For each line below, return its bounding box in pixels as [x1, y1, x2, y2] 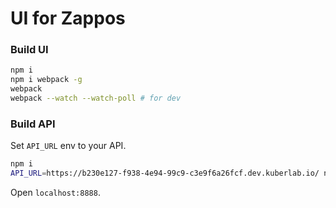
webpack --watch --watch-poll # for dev [10, 93, 182, 104]
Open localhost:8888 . [10, 187, 101, 199]
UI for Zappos [10, 7, 126, 30]
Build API [10, 117, 56, 131]
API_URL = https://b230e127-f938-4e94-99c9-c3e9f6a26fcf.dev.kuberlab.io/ [10, 168, 320, 179]
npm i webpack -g [10, 75, 83, 85]
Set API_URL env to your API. [10, 140, 127, 152]
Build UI [10, 43, 49, 57]
